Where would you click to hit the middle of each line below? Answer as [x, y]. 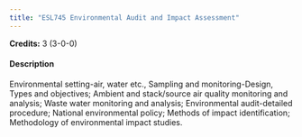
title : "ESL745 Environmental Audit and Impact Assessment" [125, 18]
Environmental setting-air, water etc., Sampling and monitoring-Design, [141, 84]
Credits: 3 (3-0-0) [44, 43]
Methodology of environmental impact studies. [96, 122]
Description [32, 64]
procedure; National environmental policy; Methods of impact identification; [150, 113]
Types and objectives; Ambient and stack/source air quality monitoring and [149, 93]
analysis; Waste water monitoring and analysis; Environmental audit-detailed [151, 103]
